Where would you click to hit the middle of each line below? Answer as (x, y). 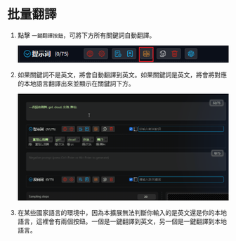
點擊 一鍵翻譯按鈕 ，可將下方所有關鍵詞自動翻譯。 (86, 35)
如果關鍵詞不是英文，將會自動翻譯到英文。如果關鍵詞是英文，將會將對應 (122, 75)
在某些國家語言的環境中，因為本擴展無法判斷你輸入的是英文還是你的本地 (122, 212)
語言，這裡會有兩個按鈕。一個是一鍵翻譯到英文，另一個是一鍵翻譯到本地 (122, 221)
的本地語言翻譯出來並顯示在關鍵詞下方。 (76, 84)
